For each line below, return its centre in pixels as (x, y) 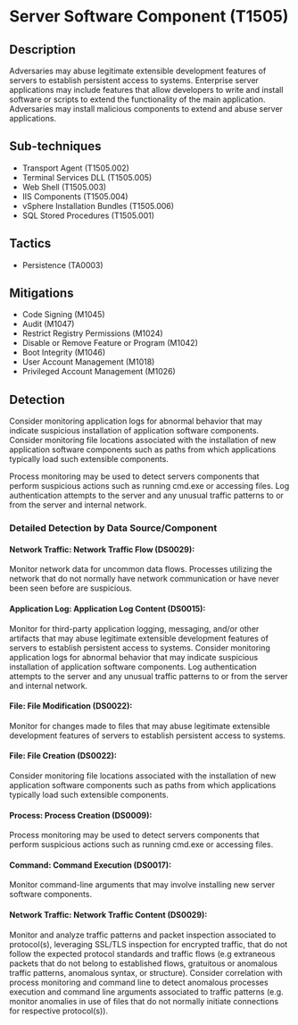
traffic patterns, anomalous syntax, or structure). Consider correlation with (146, 972)
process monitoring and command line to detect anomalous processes (139, 982)
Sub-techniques (55, 146)
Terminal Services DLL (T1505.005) (87, 177)
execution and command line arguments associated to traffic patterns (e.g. (146, 991)
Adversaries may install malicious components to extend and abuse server (146, 109)
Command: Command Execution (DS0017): (91, 865)
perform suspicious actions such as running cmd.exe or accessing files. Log (149, 486)
